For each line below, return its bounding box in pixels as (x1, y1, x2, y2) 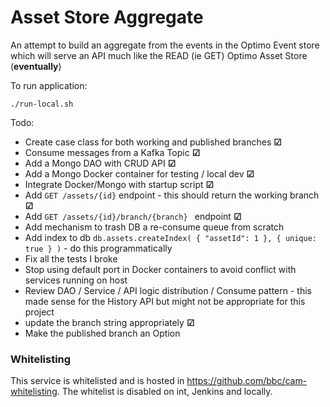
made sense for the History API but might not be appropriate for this (24, 295, 306, 307)
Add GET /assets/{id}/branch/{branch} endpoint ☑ (24, 210, 242, 222)
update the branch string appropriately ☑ (24, 316, 195, 328)
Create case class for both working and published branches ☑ (24, 136, 282, 148)
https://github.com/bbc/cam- (186, 375, 308, 387)
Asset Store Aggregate (10, 6, 204, 29)
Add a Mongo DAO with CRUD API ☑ (24, 157, 177, 169)
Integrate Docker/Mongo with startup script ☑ (24, 178, 215, 190)
